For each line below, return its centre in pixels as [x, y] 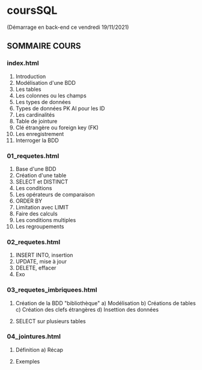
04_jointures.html [34, 336]
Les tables [28, 89]
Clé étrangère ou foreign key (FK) [57, 128]
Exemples [28, 361]
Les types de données [43, 102]
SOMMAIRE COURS [44, 46]
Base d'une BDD [36, 168]
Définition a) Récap [39, 350]
